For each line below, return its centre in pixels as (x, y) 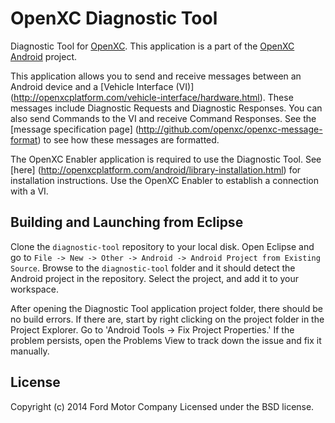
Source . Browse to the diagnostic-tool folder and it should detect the (153, 268)
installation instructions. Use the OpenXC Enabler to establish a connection (164, 180)
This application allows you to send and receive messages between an (156, 76)
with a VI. (29, 191)
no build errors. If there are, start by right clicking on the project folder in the (167, 319)
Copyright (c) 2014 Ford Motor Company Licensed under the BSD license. (162, 406)
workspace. (34, 289)
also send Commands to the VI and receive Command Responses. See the (163, 118)
